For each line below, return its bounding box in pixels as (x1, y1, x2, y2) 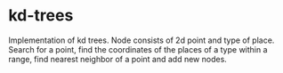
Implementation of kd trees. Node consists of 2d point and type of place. (8, 35, 275, 45)
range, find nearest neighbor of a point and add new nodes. (8, 53, 228, 64)
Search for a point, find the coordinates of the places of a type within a (8, 44, 268, 54)
